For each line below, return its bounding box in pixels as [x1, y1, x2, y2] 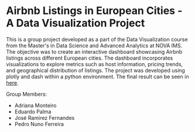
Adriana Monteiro [14, 102, 57, 109]
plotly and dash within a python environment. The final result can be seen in [6, 73, 189, 80]
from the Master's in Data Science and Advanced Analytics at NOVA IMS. [6, 42, 183, 49]
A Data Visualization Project [6, 16, 145, 30]
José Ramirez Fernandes [14, 114, 75, 121]
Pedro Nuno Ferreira [14, 120, 64, 127]
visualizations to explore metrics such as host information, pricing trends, [6, 60, 183, 68]
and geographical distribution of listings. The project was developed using [6, 67, 186, 74]
